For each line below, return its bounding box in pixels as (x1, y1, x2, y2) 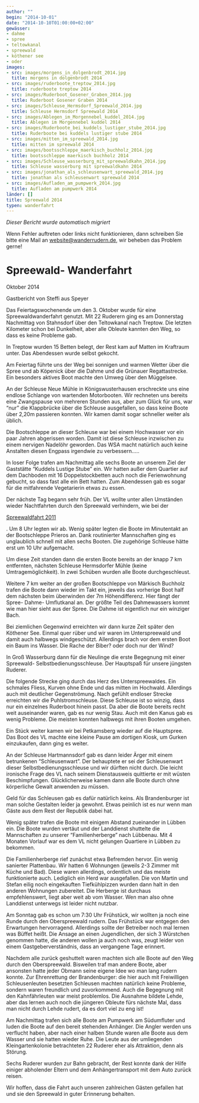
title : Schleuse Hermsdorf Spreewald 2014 (11, 108, 118, 114)
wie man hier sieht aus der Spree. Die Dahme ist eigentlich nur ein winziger (6, 605, 190, 613)
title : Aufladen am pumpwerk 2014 (11, 186, 97, 192)
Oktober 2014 (6, 283, 40, 290)
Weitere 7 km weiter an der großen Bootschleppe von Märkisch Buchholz (6, 580, 185, 587)
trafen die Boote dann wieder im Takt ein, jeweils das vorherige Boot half (6, 586, 184, 593)
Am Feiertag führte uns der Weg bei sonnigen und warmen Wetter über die (6, 361, 189, 368)
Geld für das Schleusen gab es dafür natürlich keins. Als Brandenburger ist (6, 795, 189, 802)
